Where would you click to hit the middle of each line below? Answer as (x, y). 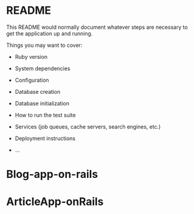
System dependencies (43, 68)
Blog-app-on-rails (52, 174)
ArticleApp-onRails (55, 202)
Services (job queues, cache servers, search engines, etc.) (88, 126)
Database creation (38, 91)
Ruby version (31, 57)
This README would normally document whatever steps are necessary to (97, 27)
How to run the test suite (45, 115)
